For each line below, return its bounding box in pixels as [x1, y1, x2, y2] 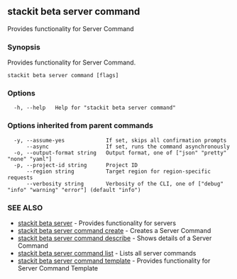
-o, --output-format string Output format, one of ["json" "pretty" [13, 149, 227, 156]
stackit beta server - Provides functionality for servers [17, 219, 176, 227]
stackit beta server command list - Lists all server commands [17, 249, 197, 257]
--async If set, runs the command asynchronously [26, 143, 231, 150]
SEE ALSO [7, 203, 43, 212]
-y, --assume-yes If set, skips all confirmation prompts [13, 137, 227, 144]
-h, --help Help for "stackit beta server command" [13, 104, 176, 112]
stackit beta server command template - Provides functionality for [17, 256, 211, 265]
